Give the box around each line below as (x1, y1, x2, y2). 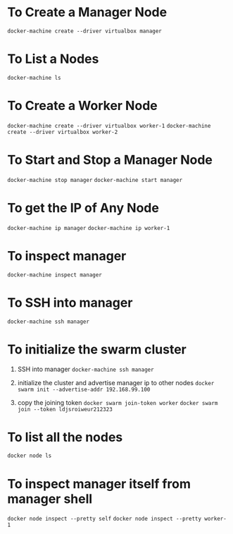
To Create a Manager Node (7, 4, 168, 20)
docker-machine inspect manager (7, 271, 102, 279)
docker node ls (7, 452, 52, 459)
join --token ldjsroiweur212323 (17, 406, 113, 413)
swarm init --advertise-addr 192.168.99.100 (17, 386, 151, 393)
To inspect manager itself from (7, 475, 191, 492)
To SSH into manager (7, 294, 133, 310)
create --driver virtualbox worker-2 (7, 128, 118, 135)
